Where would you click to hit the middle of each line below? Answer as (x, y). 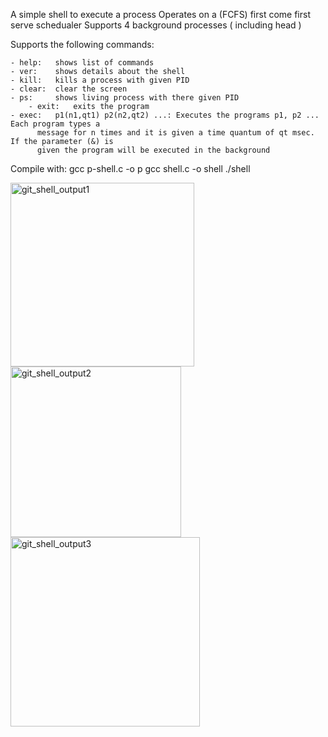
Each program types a (55, 124)
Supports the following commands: (82, 44)
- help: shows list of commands (82, 63)
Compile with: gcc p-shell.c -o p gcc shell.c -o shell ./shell (130, 168)
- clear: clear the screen (69, 89)
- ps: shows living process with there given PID (125, 98)
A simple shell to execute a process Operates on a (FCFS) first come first (160, 14)
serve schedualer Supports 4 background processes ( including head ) (156, 25)
